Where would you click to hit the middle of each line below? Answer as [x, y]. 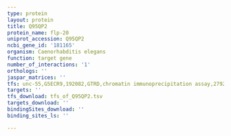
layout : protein [30, 20]
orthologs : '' [27, 71]
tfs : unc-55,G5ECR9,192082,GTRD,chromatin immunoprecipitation [100, 84]
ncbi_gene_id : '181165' [41, 45]
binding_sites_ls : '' [38, 115]
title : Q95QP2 [27, 26]
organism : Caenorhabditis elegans [57, 52]
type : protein [27, 13]
